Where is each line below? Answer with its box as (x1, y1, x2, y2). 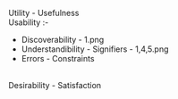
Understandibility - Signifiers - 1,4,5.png (21, 44, 169, 54)
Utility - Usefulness (8, 8, 80, 18)
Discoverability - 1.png (21, 35, 105, 45)
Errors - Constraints (21, 54, 95, 63)
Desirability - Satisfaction (8, 80, 102, 90)
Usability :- (8, 17, 49, 28)
